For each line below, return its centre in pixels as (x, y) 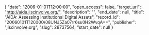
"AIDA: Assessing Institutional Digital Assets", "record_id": (62, 17)
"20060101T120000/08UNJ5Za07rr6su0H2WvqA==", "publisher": (70, 22)
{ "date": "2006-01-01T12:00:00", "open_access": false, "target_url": (73, 7)
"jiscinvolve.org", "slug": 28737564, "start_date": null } (59, 27)
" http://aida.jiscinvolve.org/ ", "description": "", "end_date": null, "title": (74, 12)
